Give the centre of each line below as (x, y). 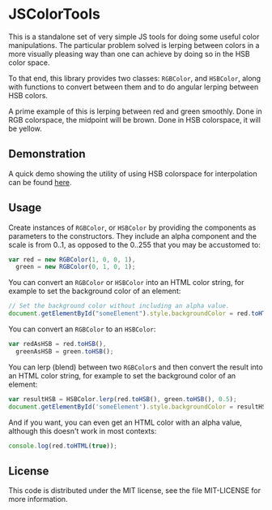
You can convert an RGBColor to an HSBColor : (82, 329)
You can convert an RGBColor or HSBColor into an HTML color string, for (126, 283)
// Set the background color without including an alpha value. (119, 306)
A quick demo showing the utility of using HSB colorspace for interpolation (133, 173)
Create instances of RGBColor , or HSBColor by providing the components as (132, 227)
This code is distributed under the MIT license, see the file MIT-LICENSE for (135, 491)
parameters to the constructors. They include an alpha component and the (133, 236)
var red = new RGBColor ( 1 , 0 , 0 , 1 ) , (72, 259)
